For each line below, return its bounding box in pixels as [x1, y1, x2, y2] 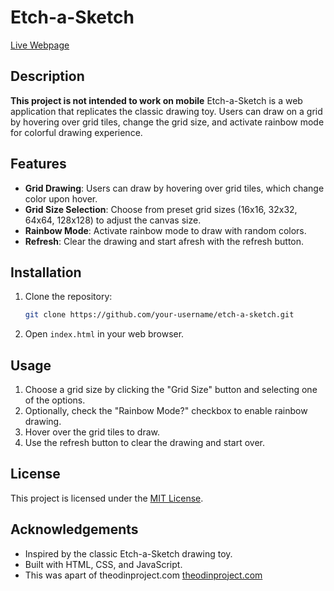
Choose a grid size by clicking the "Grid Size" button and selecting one [24, 384, 318, 396]
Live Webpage [10, 39, 70, 51]
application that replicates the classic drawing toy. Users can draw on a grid [10, 105, 323, 117]
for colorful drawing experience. [10, 126, 143, 138]
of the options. [24, 394, 86, 406]
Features [10, 156, 67, 173]
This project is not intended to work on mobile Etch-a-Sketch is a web [10, 94, 303, 106]
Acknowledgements [10, 521, 139, 538]
